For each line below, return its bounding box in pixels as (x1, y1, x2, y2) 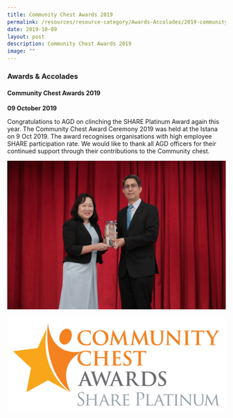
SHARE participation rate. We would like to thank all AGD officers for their (7, 139, 216, 148)
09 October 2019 (7, 104, 58, 112)
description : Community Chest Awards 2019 (7, 40, 132, 48)
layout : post (7, 33, 45, 40)
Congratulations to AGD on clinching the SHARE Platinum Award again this (7, 118, 220, 126)
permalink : (7, 18, 39, 26)
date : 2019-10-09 (7, 26, 58, 33)
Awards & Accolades (7, 71, 78, 81)
